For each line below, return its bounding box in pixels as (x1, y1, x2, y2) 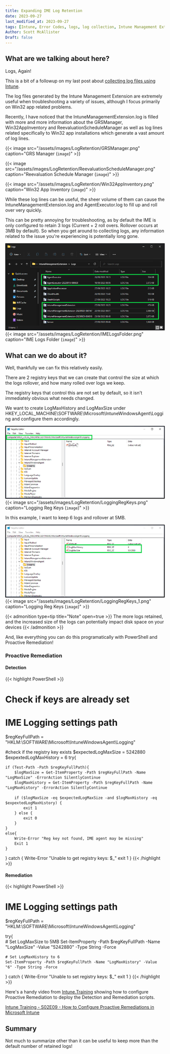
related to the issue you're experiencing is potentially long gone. (5, 233, 139, 239)
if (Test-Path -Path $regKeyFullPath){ (5, 765, 90, 770)
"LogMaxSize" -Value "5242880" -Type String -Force (5, 944, 116, 950)
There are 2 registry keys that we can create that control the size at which (5, 375, 159, 381)
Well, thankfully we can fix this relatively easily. (5, 365, 104, 371)
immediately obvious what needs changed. (5, 395, 95, 401)
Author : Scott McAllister (5, 29, 60, 35)
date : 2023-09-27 (5, 13, 42, 19)
